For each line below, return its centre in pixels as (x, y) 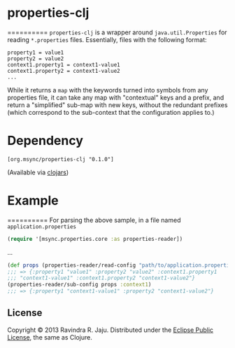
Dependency (45, 141)
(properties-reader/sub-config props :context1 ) (79, 285)
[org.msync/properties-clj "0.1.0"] (60, 159)
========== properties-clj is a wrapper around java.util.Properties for (117, 32)
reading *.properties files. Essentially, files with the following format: (107, 39)
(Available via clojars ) (38, 172)
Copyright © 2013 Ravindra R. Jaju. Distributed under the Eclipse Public (111, 330)
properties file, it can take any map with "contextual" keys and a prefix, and (116, 97)
